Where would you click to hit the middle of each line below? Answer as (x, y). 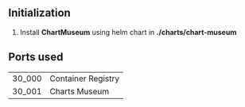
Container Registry (85, 78)
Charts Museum (80, 91)
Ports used (36, 57)
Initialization (40, 13)
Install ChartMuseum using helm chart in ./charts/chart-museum (128, 32)
